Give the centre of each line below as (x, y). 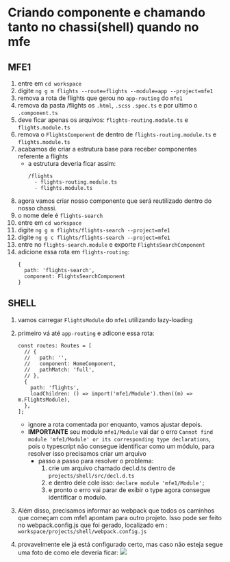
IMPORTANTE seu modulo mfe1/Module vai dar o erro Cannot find (120, 431)
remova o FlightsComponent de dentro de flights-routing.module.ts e (117, 134)
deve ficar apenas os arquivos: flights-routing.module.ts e (103, 120)
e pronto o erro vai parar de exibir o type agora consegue (129, 490)
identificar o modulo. (77, 497)
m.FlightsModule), (44, 400)
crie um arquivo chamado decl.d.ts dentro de (112, 468)
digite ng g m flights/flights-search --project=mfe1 (94, 230)
